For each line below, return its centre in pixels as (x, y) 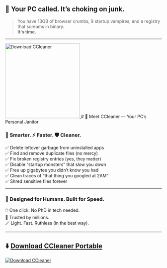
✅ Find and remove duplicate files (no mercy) (52, 153)
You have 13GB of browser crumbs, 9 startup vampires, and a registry (89, 21)
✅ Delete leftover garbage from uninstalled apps (55, 148)
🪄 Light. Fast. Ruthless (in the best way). (47, 223)
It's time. (27, 32)
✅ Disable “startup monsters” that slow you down (56, 164)
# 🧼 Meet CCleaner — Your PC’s (114, 116)
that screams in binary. (41, 26)
